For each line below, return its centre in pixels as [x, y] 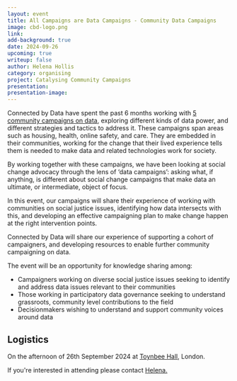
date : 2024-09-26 [33, 47]
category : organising [39, 73]
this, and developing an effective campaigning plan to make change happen [118, 216]
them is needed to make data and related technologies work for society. [112, 151]
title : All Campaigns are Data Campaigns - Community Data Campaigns [112, 21]
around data [35, 317]
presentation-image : [38, 93]
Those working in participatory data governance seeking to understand [121, 295]
